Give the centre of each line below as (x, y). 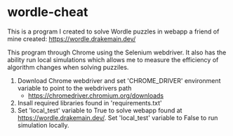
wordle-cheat (48, 12)
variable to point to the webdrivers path (74, 88)
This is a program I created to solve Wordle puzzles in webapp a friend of (113, 31)
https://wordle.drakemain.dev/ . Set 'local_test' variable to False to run (118, 118)
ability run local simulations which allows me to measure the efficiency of (113, 59)
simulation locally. (43, 125)
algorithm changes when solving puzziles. (68, 67)
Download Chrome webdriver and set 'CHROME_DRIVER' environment (119, 80)
